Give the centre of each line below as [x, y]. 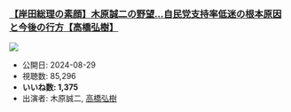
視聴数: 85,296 [49, 76]
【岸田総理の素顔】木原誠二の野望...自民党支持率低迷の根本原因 [145, 13]
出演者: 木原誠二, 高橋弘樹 [69, 99]
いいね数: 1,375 [50, 87]
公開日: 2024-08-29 [59, 65]
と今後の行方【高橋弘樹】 [64, 27]
